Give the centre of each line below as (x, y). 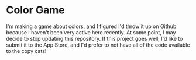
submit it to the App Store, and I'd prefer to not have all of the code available (98, 45)
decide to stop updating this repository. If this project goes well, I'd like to (94, 38)
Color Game (36, 10)
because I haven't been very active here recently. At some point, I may (91, 32)
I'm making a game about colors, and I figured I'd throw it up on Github (91, 26)
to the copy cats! (26, 51)
